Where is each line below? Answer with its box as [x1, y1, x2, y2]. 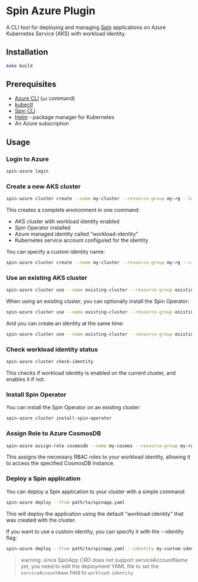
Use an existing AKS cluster [6, 273, 87, 282]
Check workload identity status [6, 345, 98, 353]
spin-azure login [6, 169, 49, 174]
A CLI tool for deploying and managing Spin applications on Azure [6, 24, 166, 31]
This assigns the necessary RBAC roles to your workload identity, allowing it [6, 454, 190, 461]
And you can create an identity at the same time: [6, 320, 124, 327]
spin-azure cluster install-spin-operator [6, 415, 112, 421]
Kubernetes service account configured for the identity [14, 237, 148, 244]
